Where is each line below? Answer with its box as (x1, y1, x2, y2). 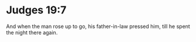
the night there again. (6, 29, 58, 36)
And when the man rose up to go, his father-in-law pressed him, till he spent (6, 23, 191, 30)
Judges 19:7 (6, 3, 67, 17)
